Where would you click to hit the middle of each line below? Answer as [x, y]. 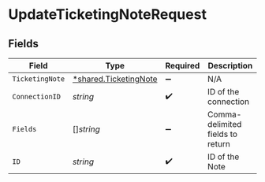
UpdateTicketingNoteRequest [108, 15]
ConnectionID [37, 97]
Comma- [225, 114]
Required [183, 66]
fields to [223, 134]
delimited [225, 124]
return [219, 144]
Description [230, 66]
